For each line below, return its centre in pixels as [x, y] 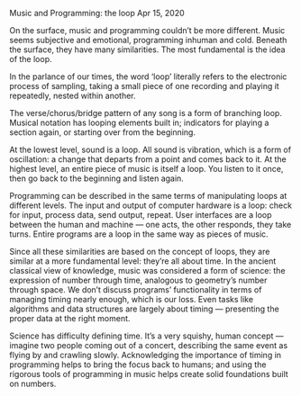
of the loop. [31, 59]
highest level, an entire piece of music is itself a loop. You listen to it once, [146, 169]
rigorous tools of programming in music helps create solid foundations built [149, 374]
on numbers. [33, 383]
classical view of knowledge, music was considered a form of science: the [147, 270]
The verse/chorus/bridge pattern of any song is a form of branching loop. [146, 113]
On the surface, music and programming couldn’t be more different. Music [147, 30]
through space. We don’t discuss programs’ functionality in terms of [136, 290]
